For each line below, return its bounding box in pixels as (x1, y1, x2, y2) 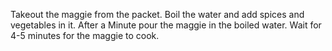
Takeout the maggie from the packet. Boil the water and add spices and (10, 9, 305, 20)
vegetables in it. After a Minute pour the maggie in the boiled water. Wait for (10, 19, 322, 31)
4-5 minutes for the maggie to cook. (10, 30, 160, 41)
